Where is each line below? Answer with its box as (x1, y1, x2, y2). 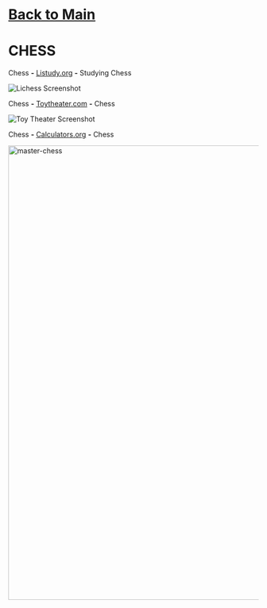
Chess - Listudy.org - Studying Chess (8, 68, 132, 78)
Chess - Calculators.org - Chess (8, 129, 114, 140)
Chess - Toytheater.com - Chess (8, 99, 115, 109)
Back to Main (8, 6, 96, 24)
